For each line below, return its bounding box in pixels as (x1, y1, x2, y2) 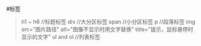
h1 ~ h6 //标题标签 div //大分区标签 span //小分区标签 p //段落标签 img (21, 18, 196, 25)
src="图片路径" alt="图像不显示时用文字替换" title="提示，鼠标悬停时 (21, 26, 194, 33)
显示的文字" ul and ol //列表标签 (21, 33, 100, 41)
